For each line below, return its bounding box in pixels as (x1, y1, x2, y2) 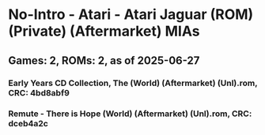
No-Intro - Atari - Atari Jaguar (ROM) (8, 6, 254, 24)
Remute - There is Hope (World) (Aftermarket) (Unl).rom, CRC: (8, 108, 252, 119)
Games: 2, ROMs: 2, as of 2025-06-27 (8, 54, 200, 67)
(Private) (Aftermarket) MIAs (8, 22, 200, 40)
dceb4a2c (8, 118, 49, 129)
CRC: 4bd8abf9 (8, 87, 70, 98)
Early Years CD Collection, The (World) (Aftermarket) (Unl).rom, (8, 77, 258, 88)
